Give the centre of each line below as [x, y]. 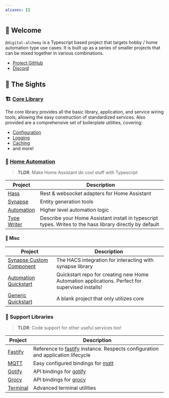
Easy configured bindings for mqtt [73, 363]
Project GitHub [28, 63]
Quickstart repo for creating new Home [102, 274]
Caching [21, 143]
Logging [21, 138]
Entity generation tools [67, 202]
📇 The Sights [26, 84]
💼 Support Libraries [29, 317]
